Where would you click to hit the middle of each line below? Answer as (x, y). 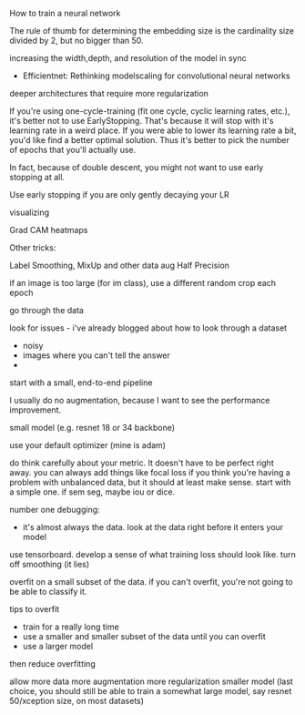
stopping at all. (37, 177)
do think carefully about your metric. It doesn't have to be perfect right (142, 463)
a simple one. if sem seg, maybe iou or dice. (92, 492)
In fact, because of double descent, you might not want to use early (137, 167)
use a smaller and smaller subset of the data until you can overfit (144, 636)
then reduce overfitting (52, 664)
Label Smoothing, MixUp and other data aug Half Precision (120, 265)
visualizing (30, 212)
